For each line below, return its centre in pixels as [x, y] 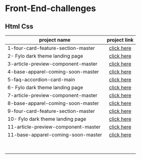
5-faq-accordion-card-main [41, 79]
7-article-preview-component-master [53, 95]
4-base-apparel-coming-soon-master [53, 72]
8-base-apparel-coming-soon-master [53, 103]
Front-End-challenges [51, 8]
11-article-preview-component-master [54, 127]
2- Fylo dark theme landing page [45, 56]
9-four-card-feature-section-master [51, 111]
